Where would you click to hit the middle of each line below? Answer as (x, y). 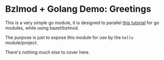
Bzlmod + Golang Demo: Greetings (78, 9)
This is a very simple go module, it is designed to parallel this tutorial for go (82, 23)
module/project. (22, 42)
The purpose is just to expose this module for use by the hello (69, 37)
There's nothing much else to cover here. (48, 52)
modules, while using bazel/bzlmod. (42, 28)
